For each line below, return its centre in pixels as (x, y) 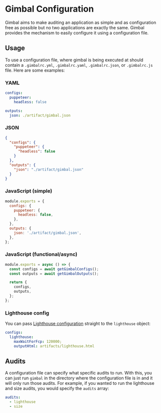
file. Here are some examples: (35, 70)
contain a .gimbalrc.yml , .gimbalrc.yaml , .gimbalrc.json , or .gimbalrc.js (79, 65)
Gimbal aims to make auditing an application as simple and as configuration (81, 22)
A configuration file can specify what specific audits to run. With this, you (79, 373)
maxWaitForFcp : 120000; (38, 341)
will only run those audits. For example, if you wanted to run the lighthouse (80, 383)
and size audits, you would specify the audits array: (57, 389)
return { (18, 282)
